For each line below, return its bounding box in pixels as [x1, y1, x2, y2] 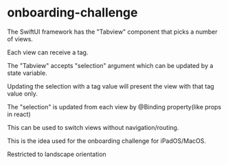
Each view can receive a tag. [7, 48, 89, 56]
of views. [7, 34, 33, 43]
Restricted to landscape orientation [7, 150, 106, 158]
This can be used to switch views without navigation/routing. [7, 123, 179, 131]
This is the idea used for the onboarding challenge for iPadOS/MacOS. [7, 136, 207, 145]
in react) [7, 110, 31, 118]
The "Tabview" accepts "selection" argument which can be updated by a [7, 61, 214, 69]
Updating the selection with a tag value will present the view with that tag [7, 82, 214, 90]
